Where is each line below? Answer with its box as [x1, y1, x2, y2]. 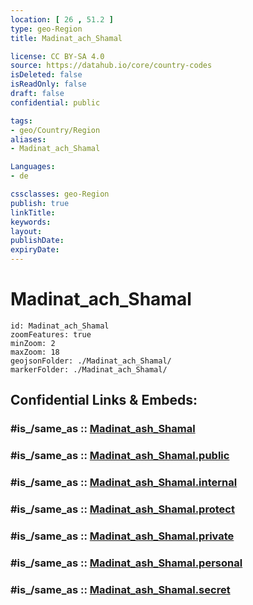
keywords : [10, 217, 52, 227]
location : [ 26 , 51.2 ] [10, 14, 114, 25]
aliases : [10, 134, 47, 145]
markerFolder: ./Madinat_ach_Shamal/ [10, 364, 168, 375]
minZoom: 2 [10, 338, 56, 348]
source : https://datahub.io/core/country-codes [10, 61, 213, 71]
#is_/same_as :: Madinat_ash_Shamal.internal [10, 476, 238, 490]
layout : [10, 226, 43, 236]
